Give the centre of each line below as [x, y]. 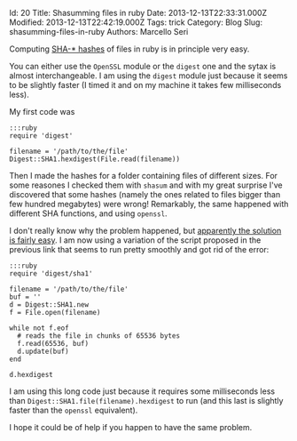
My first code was [42, 112]
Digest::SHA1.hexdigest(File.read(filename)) [94, 159]
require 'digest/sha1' [51, 274]
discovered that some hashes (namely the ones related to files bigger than [145, 194]
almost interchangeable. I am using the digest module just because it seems [148, 76]
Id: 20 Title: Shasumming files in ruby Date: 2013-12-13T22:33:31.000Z [138, 13]
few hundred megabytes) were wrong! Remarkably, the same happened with [149, 204]
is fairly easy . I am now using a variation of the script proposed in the [135, 240]
